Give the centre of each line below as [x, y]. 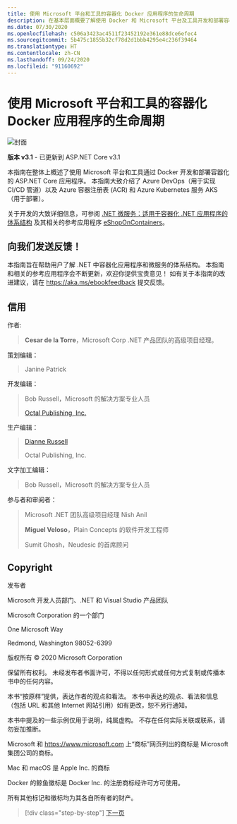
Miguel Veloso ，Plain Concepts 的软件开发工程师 [97, 530]
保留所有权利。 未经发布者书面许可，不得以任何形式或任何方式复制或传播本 [116, 672]
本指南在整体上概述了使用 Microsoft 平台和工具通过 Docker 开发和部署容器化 [119, 172]
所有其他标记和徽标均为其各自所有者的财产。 [72, 798]
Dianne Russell [46, 442]
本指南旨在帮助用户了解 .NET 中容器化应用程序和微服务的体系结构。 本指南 [116, 265]
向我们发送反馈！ [44, 247]
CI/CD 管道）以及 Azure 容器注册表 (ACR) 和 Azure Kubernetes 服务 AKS [113, 189]
